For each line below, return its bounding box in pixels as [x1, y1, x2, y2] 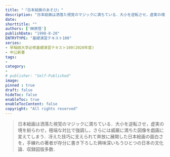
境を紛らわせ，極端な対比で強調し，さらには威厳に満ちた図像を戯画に [17, 127, 164, 133]
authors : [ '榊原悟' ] [5, 26, 47, 31]
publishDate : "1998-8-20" [5, 31, 60, 36]
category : [5, 64, 26, 69]
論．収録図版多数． [17, 146, 58, 152]
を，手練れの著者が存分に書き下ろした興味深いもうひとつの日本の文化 [17, 140, 164, 146]
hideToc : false [5, 92, 37, 97]
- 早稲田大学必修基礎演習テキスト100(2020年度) [5, 45, 95, 50]
